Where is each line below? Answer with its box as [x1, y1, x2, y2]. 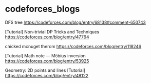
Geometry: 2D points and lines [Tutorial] [5, 67, 85, 73]
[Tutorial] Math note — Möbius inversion [5, 52, 86, 59]
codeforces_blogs [5, 3, 80, 15]
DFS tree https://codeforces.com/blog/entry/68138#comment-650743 [5, 19, 146, 25]
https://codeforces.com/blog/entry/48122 [5, 72, 89, 78]
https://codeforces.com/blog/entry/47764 [5, 34, 89, 40]
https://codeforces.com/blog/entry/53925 [5, 58, 89, 64]
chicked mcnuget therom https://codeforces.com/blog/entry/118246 [5, 43, 142, 49]
